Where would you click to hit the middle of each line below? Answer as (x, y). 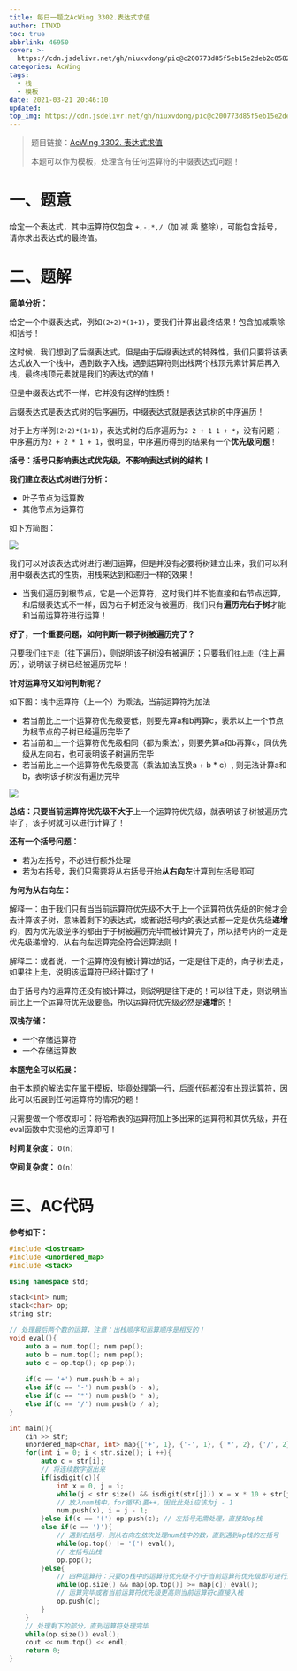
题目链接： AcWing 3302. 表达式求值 (97, 143)
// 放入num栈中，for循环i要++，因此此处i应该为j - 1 (145, 1503)
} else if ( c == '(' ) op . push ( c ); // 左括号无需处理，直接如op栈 (152, 1519)
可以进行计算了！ (94, 822)
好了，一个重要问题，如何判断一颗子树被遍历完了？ (102, 634)
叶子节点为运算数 (53, 498)
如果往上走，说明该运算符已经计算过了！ (83, 972)
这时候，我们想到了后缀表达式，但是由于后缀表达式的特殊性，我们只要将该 (145, 352)
